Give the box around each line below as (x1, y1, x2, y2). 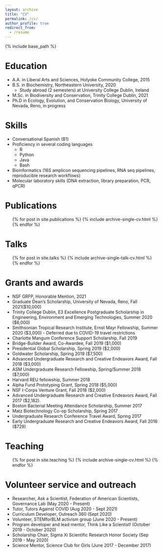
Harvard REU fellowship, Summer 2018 (12, 377, 90, 383)
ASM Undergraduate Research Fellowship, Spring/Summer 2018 (12, 366, 142, 372)
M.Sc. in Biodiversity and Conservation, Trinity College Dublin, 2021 (12, 92, 148, 98)
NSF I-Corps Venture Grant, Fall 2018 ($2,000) (12, 387, 106, 393)
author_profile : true (5, 21, 49, 26)
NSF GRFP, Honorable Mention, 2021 (12, 293, 86, 299)
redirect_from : (5, 25, 36, 30)
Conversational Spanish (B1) (12, 136, 69, 142)
